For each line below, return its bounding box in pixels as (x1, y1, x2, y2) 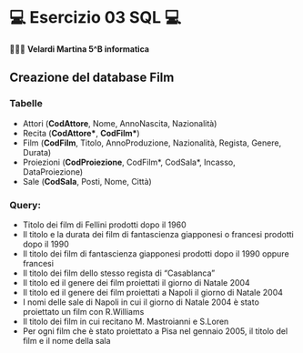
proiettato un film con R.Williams (22, 306, 145, 317)
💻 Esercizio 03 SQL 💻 (9, 7, 182, 28)
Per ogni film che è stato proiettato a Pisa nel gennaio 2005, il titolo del (22, 325, 288, 337)
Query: (9, 198, 41, 211)
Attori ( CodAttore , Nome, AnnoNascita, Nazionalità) (22, 117, 217, 128)
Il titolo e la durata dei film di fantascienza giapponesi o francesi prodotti (22, 228, 294, 239)
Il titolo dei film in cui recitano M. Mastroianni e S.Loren (22, 316, 229, 327)
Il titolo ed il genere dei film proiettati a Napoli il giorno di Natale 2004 (22, 287, 284, 298)
